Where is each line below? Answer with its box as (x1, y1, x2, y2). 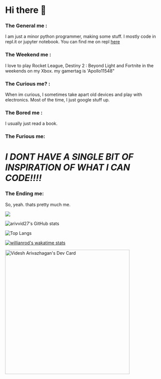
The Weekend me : (5, 51, 51, 58)
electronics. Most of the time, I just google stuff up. (5, 97, 110, 103)
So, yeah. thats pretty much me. (5, 201, 71, 207)
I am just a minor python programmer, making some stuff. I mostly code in (5, 33, 156, 39)
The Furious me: (5, 133, 46, 140)
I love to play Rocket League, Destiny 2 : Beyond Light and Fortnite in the (5, 62, 154, 69)
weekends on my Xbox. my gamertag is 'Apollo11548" (5, 68, 115, 74)
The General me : (5, 22, 47, 29)
